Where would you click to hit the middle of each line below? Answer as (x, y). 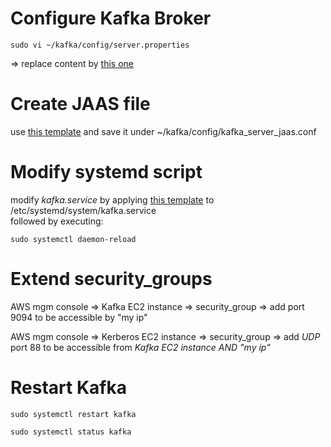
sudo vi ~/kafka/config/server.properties (100, 45)
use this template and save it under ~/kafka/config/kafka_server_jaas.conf (163, 131)
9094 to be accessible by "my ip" (79, 317)
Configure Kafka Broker (111, 18)
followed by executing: (57, 221)
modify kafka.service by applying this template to (112, 199)
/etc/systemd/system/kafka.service (83, 210)
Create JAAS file (80, 104)
